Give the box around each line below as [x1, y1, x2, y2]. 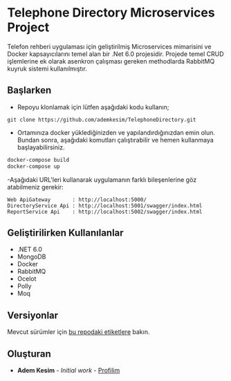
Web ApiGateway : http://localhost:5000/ [7, 196, 147, 203]
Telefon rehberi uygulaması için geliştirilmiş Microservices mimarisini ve [7, 42, 212, 50]
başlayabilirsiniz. [17, 143, 65, 151]
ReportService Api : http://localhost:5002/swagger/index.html [7, 208, 203, 215]
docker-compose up [7, 162, 60, 170]
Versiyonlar [7, 309, 59, 321]
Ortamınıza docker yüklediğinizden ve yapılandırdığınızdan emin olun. [17, 128, 216, 136]
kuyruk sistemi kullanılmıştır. [7, 64, 88, 73]
